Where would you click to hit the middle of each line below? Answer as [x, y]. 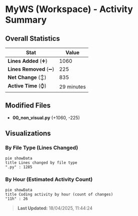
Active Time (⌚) [27, 86]
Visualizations [28, 133]
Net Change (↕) [27, 77]
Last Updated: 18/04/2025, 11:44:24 [55, 208]
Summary [26, 20]
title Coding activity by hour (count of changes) [59, 194]
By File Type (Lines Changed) [42, 148]
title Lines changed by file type [41, 163]
